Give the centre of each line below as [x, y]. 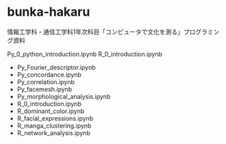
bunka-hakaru [49, 12]
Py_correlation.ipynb [46, 82]
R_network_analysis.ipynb [53, 133]
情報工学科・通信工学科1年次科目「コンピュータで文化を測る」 [95, 32]
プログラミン [201, 32]
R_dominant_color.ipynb [51, 111]
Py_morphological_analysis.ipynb [64, 96]
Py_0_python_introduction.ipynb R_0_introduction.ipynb [85, 54]
